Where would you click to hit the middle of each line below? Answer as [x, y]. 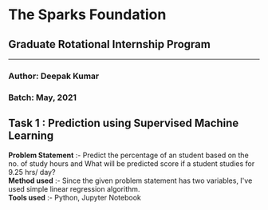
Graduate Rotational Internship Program [110, 44]
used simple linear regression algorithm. [74, 188]
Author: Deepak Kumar [54, 76]
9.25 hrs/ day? [32, 172]
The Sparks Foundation [87, 15]
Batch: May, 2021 [43, 97]
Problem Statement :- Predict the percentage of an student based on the [128, 155]
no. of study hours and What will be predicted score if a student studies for [132, 163]
